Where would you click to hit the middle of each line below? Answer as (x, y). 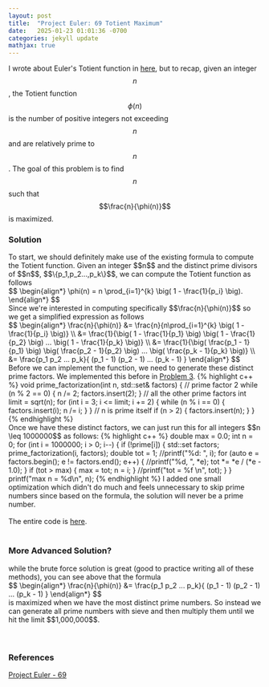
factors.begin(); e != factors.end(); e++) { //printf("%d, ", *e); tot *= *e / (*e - (135, 461)
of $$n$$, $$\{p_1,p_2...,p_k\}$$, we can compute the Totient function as (130, 274)
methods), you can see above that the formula (85, 577)
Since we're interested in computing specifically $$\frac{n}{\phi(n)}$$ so (130, 308)
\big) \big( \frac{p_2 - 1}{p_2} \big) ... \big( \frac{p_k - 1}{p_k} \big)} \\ (141, 351)
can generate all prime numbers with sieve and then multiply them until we (131, 611)
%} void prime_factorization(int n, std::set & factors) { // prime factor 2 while (133, 385)
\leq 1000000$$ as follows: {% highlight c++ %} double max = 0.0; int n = (131, 436)
